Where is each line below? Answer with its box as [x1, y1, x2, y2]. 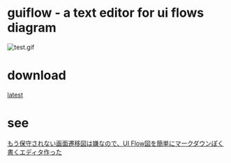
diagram [7, 20, 57, 36]
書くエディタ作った [7, 148, 63, 156]
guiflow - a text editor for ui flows [7, 5, 204, 21]
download [7, 68, 66, 83]
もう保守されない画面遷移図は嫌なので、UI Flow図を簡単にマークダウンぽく [7, 139, 224, 148]
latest [7, 90, 23, 99]
